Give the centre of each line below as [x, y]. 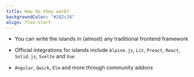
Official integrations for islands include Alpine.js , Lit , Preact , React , [97, 50]
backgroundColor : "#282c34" [41, 17]
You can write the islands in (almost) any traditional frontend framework [101, 39]
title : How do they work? [38, 11]
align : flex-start [29, 22]
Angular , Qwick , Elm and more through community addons [84, 68]
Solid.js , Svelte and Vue [45, 57]
